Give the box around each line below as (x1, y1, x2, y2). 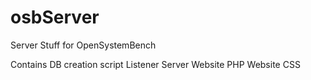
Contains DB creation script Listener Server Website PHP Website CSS (10, 58, 301, 70)
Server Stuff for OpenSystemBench (10, 39, 157, 51)
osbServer (10, 6, 100, 29)
